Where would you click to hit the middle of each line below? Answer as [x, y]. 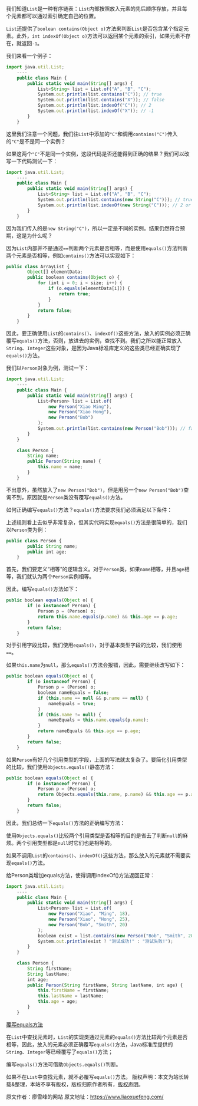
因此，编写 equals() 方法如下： [43, 589]
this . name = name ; [60, 467]
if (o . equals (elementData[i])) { [89, 288]
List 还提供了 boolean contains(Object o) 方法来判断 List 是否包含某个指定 [95, 29]
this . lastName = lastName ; [71, 996]
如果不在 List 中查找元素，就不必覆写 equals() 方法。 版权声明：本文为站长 [95, 1077]
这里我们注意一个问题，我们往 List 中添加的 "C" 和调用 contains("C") [87, 134]
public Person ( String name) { [64, 462]
